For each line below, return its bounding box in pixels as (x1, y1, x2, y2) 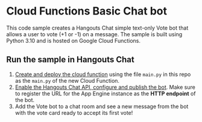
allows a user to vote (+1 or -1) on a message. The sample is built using (6, 30, 183, 37)
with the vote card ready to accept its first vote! (14, 109, 133, 116)
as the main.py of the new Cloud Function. (14, 77, 119, 84)
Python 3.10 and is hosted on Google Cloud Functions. (6, 37, 140, 44)
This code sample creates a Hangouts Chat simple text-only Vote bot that (6, 24, 189, 31)
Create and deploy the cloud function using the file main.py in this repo (14, 71, 191, 78)
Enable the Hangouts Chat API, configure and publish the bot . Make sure (14, 83, 196, 91)
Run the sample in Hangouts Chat (6, 54, 134, 65)
